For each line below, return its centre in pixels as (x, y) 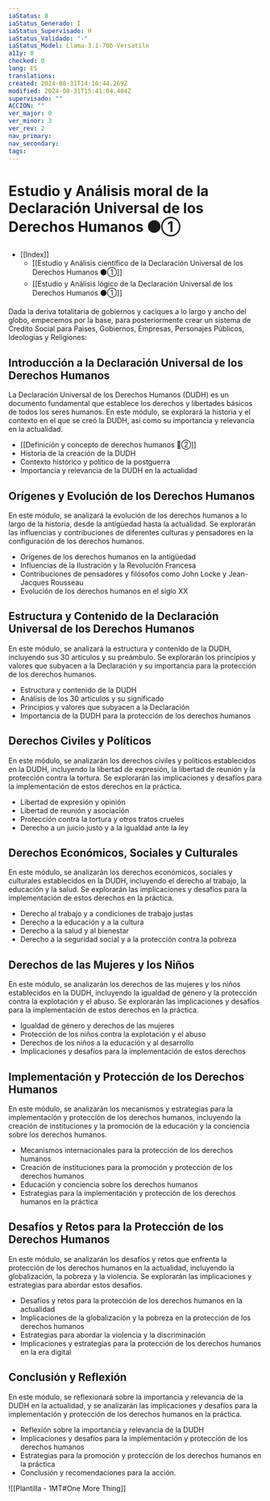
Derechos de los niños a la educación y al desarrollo (107, 1043)
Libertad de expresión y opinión (73, 802)
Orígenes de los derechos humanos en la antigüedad (108, 556)
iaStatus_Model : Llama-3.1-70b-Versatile (79, 46)
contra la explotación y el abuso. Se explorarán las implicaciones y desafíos (134, 1001)
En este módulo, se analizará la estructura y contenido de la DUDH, (120, 648)
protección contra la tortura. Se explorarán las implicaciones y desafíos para (135, 778)
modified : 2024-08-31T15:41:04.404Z (70, 91)
